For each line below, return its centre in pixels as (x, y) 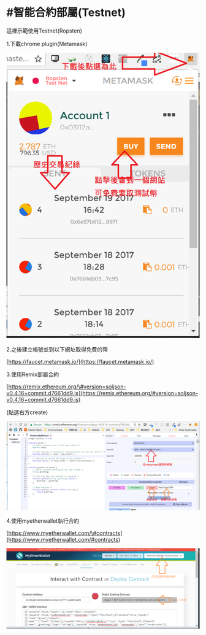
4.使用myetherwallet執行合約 (43, 521)
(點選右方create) (27, 412)
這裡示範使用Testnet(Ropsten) (44, 31)
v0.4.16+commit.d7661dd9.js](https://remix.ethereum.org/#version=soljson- (102, 393)
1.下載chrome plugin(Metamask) (47, 44)
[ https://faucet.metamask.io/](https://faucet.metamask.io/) (80, 361)
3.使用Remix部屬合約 (33, 374)
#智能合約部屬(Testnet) (66, 13)
